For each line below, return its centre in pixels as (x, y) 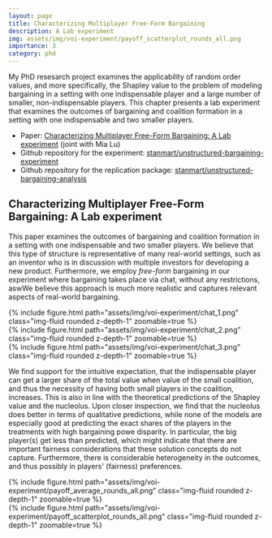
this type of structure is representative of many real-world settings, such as (135, 253)
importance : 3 (32, 46)
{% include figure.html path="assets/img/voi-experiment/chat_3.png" (125, 346)
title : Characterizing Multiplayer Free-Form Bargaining (107, 24)
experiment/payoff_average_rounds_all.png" (82, 490)
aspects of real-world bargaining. (64, 296)
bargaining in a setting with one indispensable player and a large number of (135, 94)
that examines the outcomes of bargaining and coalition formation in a (125, 111)
